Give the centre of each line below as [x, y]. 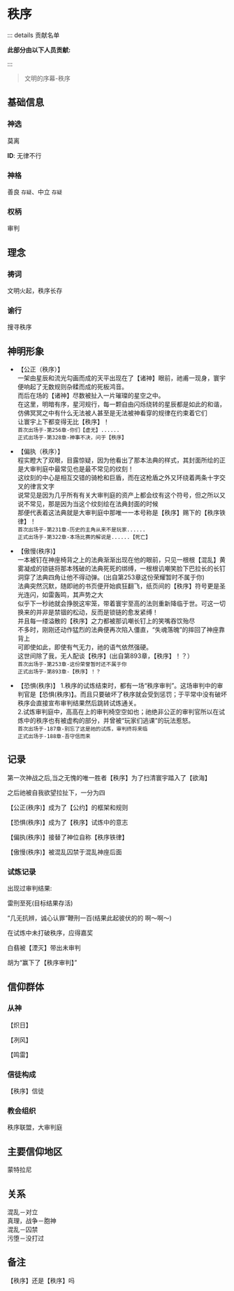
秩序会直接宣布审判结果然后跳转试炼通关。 [79, 703]
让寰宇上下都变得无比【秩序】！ [63, 422]
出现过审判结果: [30, 888]
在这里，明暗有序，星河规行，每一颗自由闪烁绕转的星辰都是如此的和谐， [121, 404]
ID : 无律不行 [24, 155]
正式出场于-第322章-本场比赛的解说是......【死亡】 [84, 538]
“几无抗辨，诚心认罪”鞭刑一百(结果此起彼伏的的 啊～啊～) [90, 918]
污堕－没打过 [25, 1239]
